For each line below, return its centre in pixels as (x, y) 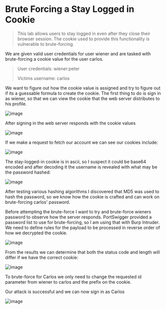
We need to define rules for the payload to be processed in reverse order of (83, 227)
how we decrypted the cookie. (36, 233)
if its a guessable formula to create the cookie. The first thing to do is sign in (83, 93)
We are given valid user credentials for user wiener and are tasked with (78, 54)
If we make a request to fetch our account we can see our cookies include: (82, 142)
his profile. (16, 103)
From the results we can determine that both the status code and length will (83, 252)
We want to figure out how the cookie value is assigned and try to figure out (83, 88)
